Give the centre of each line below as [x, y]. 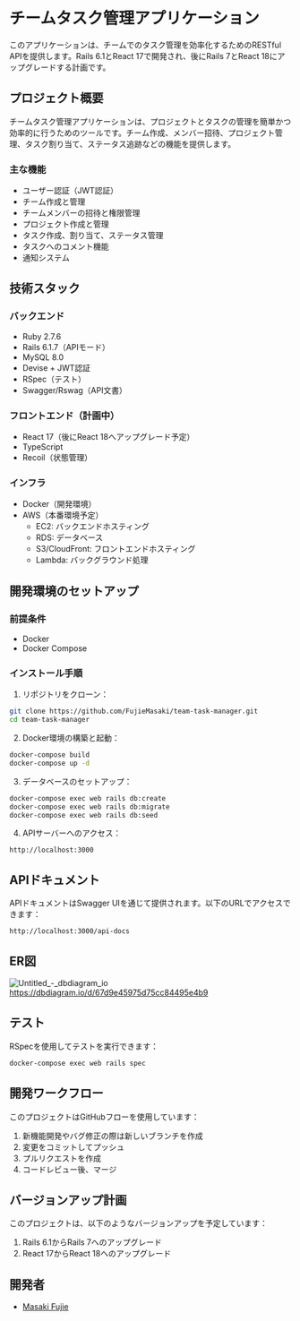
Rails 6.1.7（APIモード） [66, 347]
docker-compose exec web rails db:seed [84, 815]
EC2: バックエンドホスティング [92, 527]
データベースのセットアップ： [77, 781]
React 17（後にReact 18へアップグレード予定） [108, 437]
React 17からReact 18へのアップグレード [97, 1254]
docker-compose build [50, 755]
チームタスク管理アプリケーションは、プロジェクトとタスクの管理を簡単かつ [150, 121]
